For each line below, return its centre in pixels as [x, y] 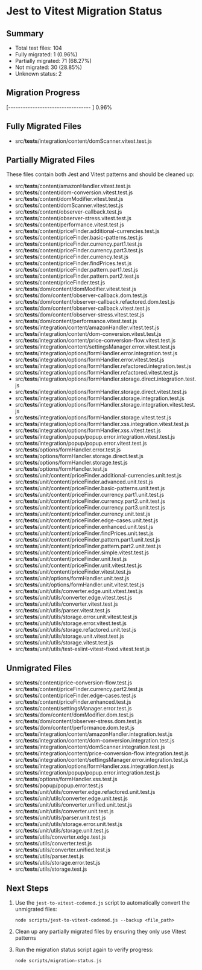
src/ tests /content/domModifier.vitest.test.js [69, 199]
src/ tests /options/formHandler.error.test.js [68, 450]
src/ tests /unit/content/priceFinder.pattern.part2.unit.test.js [88, 546]
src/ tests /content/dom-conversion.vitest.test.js [74, 192]
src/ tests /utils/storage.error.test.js [58, 863]
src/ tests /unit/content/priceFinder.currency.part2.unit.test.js [90, 501]
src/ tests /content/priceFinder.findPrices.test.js [73, 263]
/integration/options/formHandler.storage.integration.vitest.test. [117, 405]
